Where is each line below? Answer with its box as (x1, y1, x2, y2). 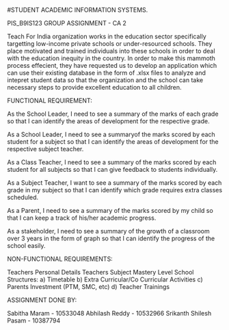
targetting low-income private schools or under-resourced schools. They (7, 40, 213, 47)
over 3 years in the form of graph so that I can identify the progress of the (7, 234, 215, 242)
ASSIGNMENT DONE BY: (7, 296, 77, 304)
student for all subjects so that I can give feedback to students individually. (7, 166, 218, 173)
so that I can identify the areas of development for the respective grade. (7, 117, 210, 125)
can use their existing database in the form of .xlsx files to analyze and (7, 68, 206, 77)
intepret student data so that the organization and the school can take (7, 76, 204, 84)
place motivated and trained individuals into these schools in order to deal (7, 47, 215, 55)
